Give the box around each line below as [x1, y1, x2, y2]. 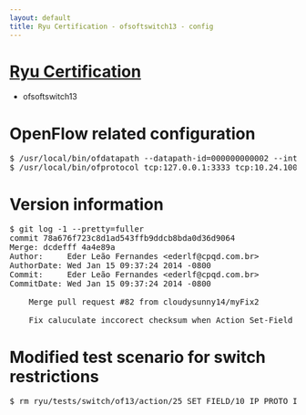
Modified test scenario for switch [9, 347, 266, 368]
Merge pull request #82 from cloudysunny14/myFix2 [28, 297, 260, 307]
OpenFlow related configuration [9, 123, 256, 144]
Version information [9, 193, 164, 214]
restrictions [9, 366, 100, 387]
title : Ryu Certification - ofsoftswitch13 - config [9, 22, 214, 31]
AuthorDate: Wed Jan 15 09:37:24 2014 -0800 [9, 261, 212, 271]
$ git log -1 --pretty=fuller [9, 224, 145, 234]
